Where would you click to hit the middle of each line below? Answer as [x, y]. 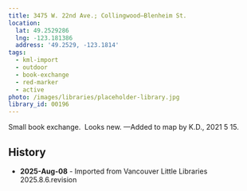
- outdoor [31, 68]
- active [30, 90]
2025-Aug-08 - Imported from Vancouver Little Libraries [114, 171]
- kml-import [37, 60]
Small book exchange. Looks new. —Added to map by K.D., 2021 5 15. [123, 127]
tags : [17, 53]
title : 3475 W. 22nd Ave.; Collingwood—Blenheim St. [98, 16]
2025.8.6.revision [48, 179]
